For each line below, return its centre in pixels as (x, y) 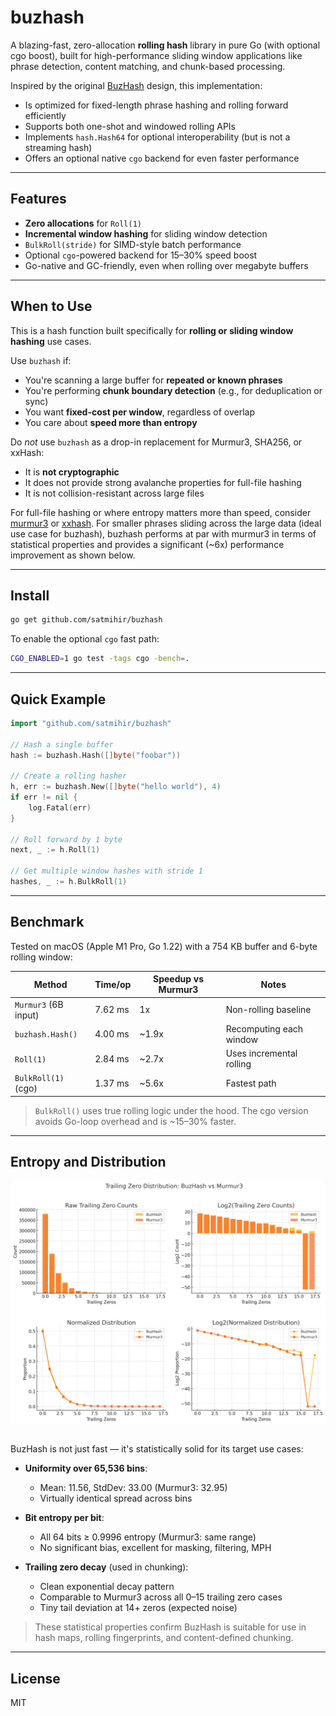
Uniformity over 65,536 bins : (86, 1468)
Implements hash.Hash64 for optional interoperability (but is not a (157, 137)
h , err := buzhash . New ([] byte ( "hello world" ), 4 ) (116, 787)
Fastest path (251, 1083)
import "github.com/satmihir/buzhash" (91, 723)
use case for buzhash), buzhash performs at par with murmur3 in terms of (163, 533)
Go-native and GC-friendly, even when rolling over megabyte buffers (166, 265)
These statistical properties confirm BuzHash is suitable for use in (170, 1627)
